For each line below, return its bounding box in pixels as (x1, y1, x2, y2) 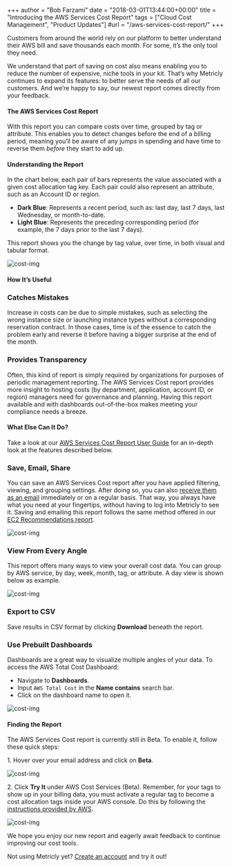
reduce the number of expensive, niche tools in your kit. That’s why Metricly (7, 69, 223, 77)
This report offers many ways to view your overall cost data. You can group (7, 562, 221, 570)
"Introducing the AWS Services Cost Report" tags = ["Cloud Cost (7, 13, 192, 21)
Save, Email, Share (7, 462, 71, 472)
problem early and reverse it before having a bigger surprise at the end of (7, 331, 217, 339)
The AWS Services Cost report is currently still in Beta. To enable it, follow (7, 735, 217, 744)
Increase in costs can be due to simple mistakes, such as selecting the (7, 309, 208, 317)
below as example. (7, 576, 61, 585)
